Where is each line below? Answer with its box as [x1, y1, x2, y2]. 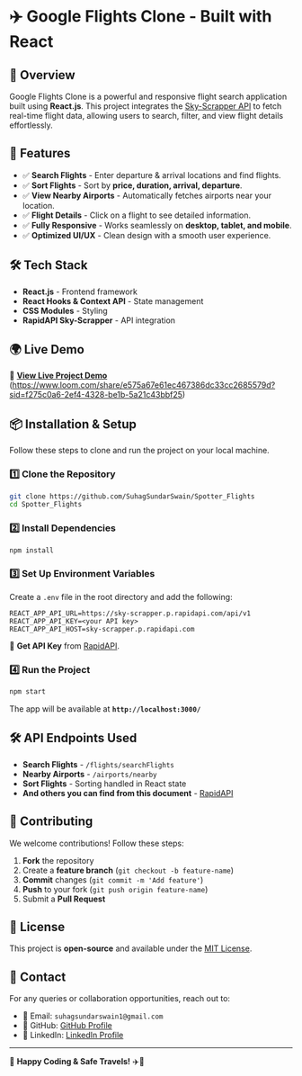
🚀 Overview [9, 67, 75, 83]
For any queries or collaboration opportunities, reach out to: [9, 993, 231, 1004]
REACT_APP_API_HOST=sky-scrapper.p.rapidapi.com [9, 624, 195, 633]
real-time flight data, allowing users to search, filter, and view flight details [9, 111, 284, 121]
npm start [9, 687, 47, 696]
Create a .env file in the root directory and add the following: [9, 591, 233, 602]
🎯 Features [9, 146, 71, 161]
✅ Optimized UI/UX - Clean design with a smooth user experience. [22, 229, 271, 240]
